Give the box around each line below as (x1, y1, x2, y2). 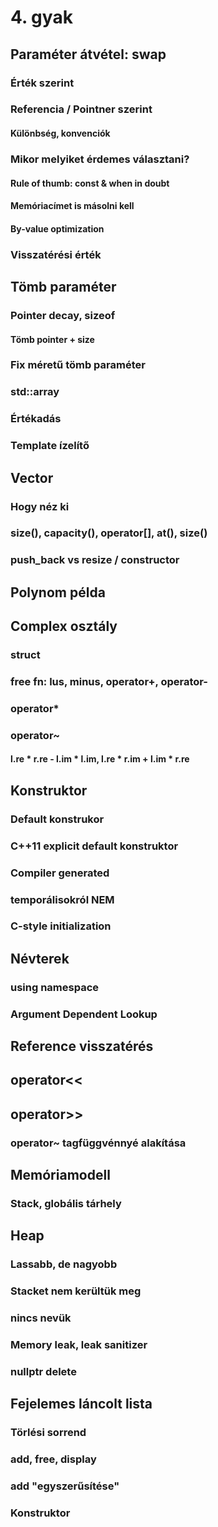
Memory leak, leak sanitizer (10, 1338, 148, 1352)
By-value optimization (10, 222, 105, 235)
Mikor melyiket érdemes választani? (10, 152, 190, 166)
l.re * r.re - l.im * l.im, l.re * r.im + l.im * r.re (10, 753, 190, 765)
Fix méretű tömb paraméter (10, 358, 146, 372)
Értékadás (10, 412, 62, 426)
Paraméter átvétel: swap (10, 46, 167, 63)
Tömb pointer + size (10, 333, 95, 345)
